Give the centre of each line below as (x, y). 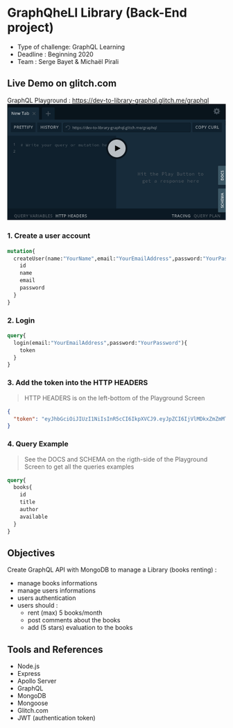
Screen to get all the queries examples (79, 467)
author (29, 510)
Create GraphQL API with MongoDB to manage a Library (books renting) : (112, 570)
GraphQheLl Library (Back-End (97, 13)
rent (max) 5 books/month (65, 613)
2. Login (21, 320)
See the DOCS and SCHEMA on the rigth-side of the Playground (116, 459)
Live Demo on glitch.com (62, 84)
